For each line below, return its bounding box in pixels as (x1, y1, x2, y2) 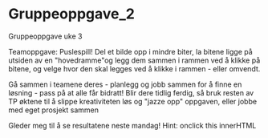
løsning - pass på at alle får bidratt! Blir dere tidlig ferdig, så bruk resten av (8, 87, 254, 97)
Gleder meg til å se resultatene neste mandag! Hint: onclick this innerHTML (8, 120, 257, 130)
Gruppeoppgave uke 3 (8, 31, 83, 41)
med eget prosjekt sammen (8, 105, 99, 115)
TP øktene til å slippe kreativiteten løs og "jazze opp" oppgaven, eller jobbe (8, 96, 258, 106)
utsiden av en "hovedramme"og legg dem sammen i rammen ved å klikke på (8, 55, 261, 65)
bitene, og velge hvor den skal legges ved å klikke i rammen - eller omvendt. (8, 63, 261, 73)
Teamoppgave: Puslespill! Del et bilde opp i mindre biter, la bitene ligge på (8, 47, 253, 56)
